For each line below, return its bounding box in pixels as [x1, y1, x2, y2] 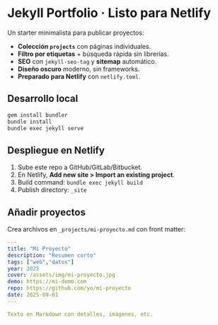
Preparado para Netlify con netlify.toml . [17, 72, 141, 81]
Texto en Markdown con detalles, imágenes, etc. [7, 310, 154, 318]
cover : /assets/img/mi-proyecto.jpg [7, 271, 115, 279]
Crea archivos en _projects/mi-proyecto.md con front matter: [7, 225, 185, 233]
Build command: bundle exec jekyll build [17, 178, 143, 187]
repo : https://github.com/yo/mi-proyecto [7, 285, 132, 292]
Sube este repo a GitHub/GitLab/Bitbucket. [17, 163, 143, 171]
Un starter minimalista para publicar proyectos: [7, 28, 144, 37]
